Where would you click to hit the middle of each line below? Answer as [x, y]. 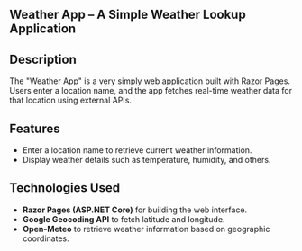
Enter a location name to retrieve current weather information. [137, 150]
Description [43, 59]
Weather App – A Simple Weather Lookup [128, 15]
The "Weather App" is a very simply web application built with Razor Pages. [150, 81]
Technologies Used [64, 188]
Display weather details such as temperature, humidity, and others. [146, 160]
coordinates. [46, 238]
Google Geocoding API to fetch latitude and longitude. [124, 219]
